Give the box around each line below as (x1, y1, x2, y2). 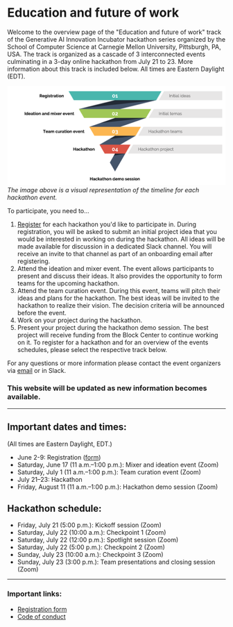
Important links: (7, 589, 62, 599)
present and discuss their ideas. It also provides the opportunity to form (17, 271, 223, 280)
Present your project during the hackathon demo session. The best (17, 323, 209, 331)
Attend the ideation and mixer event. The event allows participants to (17, 264, 214, 272)
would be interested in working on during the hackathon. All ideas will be (17, 235, 225, 243)
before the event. (17, 308, 67, 317)
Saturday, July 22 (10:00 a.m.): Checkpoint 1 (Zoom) (17, 528, 166, 537)
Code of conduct (17, 612, 66, 621)
